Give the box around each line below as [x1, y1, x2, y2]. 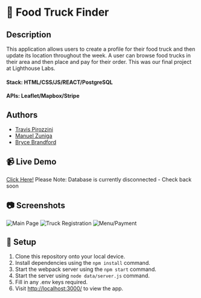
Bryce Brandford [14, 139, 57, 145]
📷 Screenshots [6, 200, 65, 211]
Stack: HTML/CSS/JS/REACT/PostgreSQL [6, 78, 113, 86]
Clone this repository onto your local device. [14, 253, 126, 260]
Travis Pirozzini [14, 126, 53, 133]
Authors [6, 110, 38, 120]
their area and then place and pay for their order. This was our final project [6, 59, 192, 65]
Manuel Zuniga [14, 132, 53, 139]
